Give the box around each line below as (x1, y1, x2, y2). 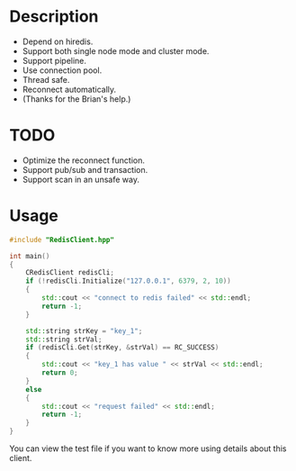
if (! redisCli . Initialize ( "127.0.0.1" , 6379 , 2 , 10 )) (25, 276, 231, 285)
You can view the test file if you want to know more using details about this (9, 443, 287, 454)
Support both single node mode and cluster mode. (22, 45, 210, 56)
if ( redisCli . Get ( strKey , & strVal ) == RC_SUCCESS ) (25, 343, 220, 352)
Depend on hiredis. (22, 36, 94, 47)
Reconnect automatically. (22, 84, 117, 95)
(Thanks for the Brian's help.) (22, 93, 131, 104)
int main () (9, 251, 50, 260)
